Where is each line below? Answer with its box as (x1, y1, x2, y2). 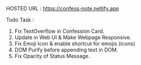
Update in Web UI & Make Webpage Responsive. (14, 34, 132, 40)
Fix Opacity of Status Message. (14, 53, 90, 59)
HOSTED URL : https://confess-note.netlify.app (6, 5, 119, 12)
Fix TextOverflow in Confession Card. (14, 28, 105, 35)
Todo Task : (6, 16, 34, 23)
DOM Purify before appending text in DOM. (14, 46, 118, 53)
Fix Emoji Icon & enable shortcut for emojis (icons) (14, 40, 136, 47)
